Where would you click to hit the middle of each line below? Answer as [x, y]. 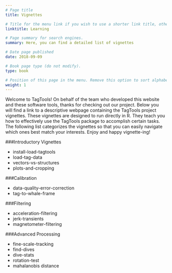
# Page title [19, 10]
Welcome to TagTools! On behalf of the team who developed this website [82, 99]
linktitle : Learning [27, 29]
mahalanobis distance [36, 266]
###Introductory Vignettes [33, 142]
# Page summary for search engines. [44, 38]
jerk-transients [28, 219]
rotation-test [26, 260]
